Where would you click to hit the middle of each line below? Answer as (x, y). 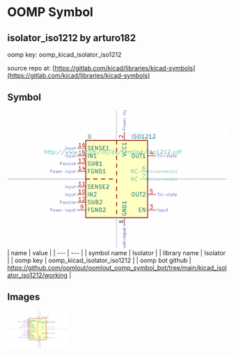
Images (24, 297)
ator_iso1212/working (38, 275)
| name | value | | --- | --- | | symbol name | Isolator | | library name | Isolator (117, 252)
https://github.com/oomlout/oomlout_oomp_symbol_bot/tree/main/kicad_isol (117, 267)
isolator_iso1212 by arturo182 (72, 38)
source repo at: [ (31, 68)
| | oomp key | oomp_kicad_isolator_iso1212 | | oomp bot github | (99, 260)
